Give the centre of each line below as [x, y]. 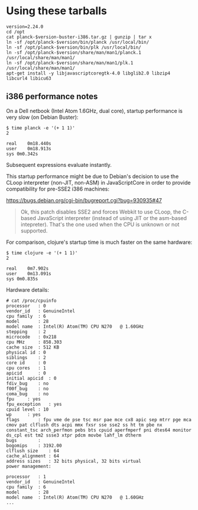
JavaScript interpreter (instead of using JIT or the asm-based [112, 218]
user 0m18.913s [29, 149]
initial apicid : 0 [32, 378]
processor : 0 [26, 306]
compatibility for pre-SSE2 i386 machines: [58, 189]
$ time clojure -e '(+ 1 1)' [42, 253]
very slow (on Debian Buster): [42, 117]
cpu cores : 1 [26, 368]
